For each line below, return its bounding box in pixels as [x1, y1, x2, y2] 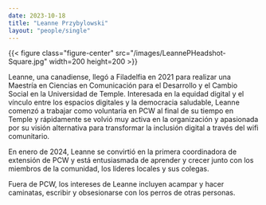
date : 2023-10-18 [8, 11, 66, 20]
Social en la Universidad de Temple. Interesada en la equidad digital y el [8, 89, 244, 99]
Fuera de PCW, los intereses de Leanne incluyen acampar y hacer [8, 179, 225, 189]
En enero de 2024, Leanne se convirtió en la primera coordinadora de [8, 147, 237, 156]
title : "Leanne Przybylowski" [8, 19, 109, 27]
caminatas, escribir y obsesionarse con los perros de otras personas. [8, 188, 236, 198]
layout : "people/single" [8, 26, 91, 34]
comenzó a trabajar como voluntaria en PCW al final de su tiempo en [8, 106, 234, 116]
